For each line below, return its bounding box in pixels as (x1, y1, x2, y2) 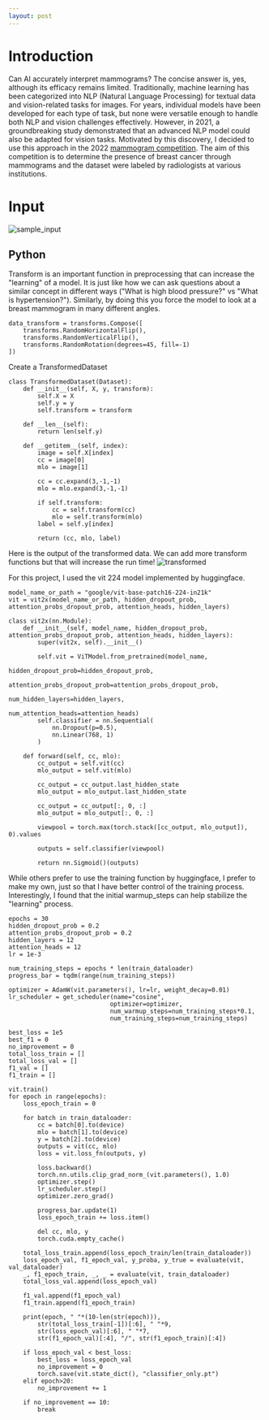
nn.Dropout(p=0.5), (51, 724, 117, 732)
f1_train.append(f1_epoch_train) (23, 1299, 136, 1307)
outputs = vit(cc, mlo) (37, 1143, 117, 1151)
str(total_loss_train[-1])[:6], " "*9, (37, 1320, 173, 1329)
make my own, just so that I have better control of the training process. (8, 882, 245, 892)
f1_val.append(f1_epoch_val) (23, 1292, 122, 1301)
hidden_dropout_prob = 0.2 (8, 922, 100, 931)
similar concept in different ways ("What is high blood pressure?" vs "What (8, 286, 258, 297)
